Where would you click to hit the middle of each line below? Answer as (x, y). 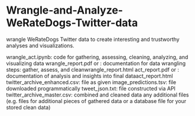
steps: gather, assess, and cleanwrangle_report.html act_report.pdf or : (92, 69)
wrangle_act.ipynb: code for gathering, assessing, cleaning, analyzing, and (97, 57)
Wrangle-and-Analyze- (64, 10)
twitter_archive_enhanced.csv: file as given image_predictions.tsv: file (91, 82)
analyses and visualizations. (40, 46)
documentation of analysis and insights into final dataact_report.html (90, 76)
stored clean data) (28, 107)
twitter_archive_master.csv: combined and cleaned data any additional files (97, 95)
